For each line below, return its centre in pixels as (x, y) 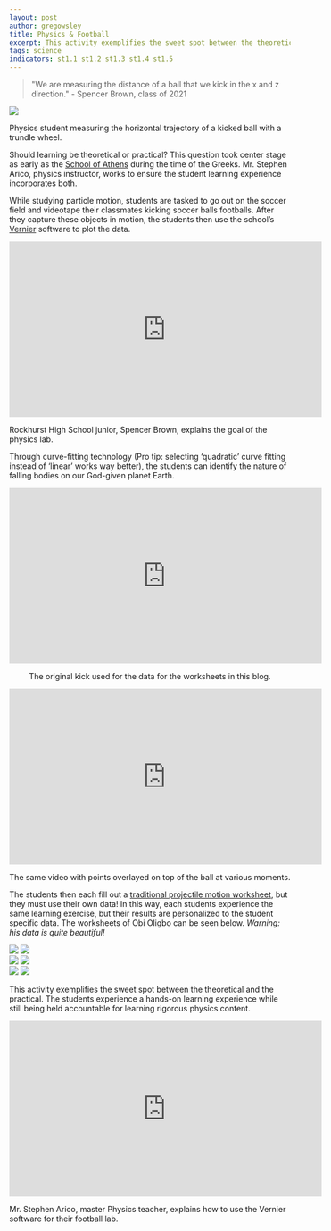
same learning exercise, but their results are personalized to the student (141, 913)
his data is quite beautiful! (57, 932)
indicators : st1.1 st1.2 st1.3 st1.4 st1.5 (91, 59)
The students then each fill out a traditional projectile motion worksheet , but (149, 894)
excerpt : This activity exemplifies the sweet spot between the (131, 42)
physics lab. (31, 439)
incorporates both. (43, 183)
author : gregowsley (46, 26)
